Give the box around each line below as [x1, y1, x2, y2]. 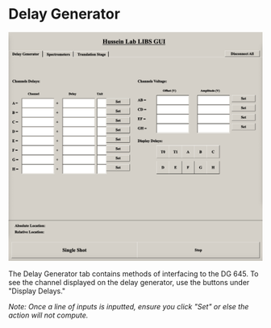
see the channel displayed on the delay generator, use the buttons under [8, 278, 250, 288]
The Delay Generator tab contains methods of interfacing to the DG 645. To [8, 269, 259, 279]
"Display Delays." [8, 286, 66, 296]
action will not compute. [8, 310, 89, 320]
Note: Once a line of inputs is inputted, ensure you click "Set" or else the [8, 302, 249, 312]
